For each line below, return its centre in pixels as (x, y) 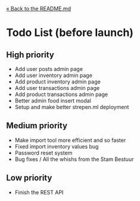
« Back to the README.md (39, 9)
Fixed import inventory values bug (57, 146)
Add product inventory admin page (58, 82)
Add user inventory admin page (53, 75)
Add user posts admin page (49, 69)
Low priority (29, 178)
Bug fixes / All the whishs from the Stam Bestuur (74, 159)
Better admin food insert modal (53, 101)
